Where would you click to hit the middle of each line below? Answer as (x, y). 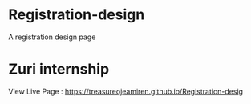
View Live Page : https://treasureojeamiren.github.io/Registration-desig (125, 91)
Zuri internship (59, 69)
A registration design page (52, 37)
